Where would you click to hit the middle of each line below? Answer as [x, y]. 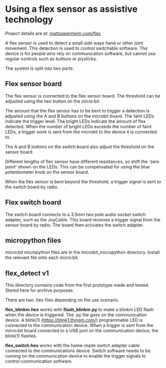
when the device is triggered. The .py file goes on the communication [76, 315]
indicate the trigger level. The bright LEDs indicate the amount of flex [76, 121]
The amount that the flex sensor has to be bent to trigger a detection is [77, 110]
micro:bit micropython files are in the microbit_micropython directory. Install [83, 252]
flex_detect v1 [27, 273]
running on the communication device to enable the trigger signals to [76, 356]
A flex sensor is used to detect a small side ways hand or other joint [74, 43]
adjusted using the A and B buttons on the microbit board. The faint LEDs [80, 116]
